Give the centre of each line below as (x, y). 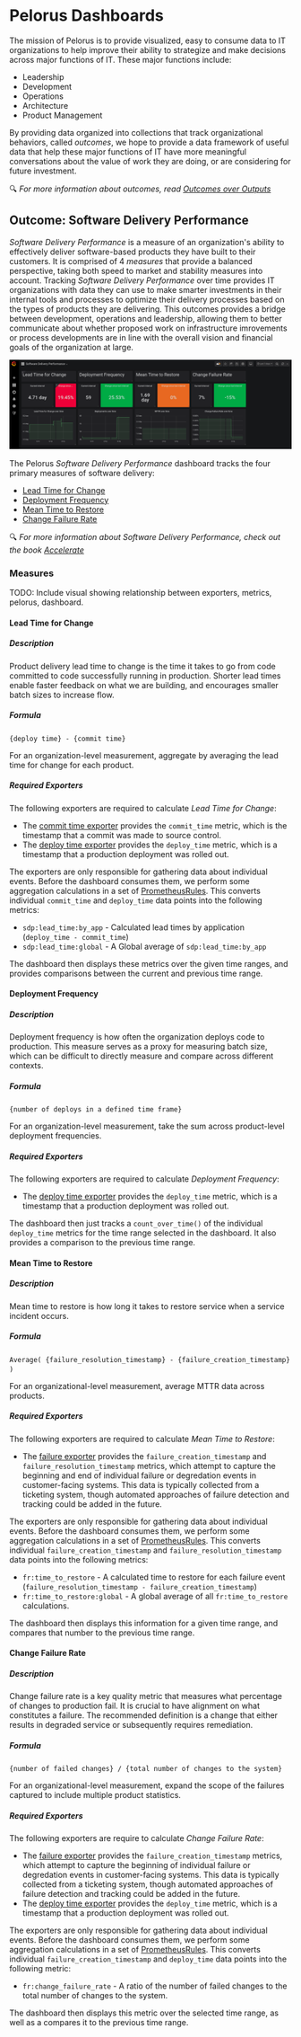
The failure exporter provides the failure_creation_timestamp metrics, (152, 1855)
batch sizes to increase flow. (62, 695)
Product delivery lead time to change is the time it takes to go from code (142, 666)
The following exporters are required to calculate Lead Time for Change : (143, 808)
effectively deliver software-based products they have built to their (133, 252)
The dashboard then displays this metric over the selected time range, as (144, 2013)
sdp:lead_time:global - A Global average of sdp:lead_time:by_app (144, 946)
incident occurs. (39, 1315)
